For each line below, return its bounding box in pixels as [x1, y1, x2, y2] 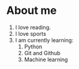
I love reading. [15, 24, 51, 31]
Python [24, 43, 43, 50]
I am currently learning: [15, 36, 74, 44]
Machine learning [24, 56, 68, 63]
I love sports [15, 30, 47, 37]
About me [6, 4, 57, 18]
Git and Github [24, 49, 61, 56]
